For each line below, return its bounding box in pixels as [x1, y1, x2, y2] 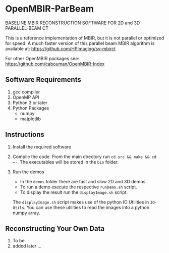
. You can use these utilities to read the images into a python [24, 204, 150, 210]
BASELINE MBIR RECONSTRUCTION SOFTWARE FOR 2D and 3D [5, 20, 140, 26]
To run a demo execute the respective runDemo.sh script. [20, 184, 137, 190]
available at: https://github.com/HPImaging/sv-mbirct [5, 45, 116, 52]
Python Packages [12, 105, 49, 111]
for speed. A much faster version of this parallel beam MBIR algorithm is [5, 40, 155, 46]
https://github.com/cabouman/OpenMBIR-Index [5, 61, 105, 67]
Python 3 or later [12, 99, 48, 106]
